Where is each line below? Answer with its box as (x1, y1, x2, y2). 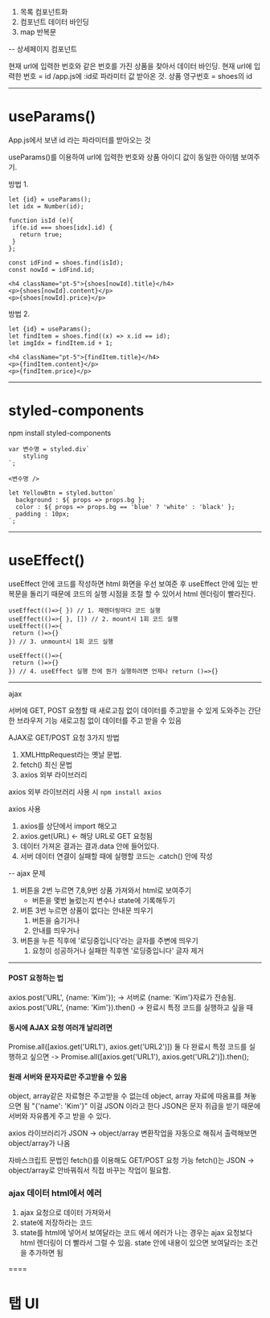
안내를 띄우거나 (31, 926, 80, 935)
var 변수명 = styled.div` (8, 445, 90, 453)
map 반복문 (19, 27, 57, 36)
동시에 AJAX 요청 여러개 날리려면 (8, 1022, 112, 1032)
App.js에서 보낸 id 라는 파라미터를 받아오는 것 (8, 135, 151, 145)
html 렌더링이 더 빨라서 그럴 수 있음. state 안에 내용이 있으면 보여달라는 (19, 1238, 243, 1247)
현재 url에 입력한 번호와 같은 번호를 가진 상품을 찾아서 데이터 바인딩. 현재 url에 (8, 61, 252, 71)
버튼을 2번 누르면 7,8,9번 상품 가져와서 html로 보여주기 (19, 885, 191, 895)
